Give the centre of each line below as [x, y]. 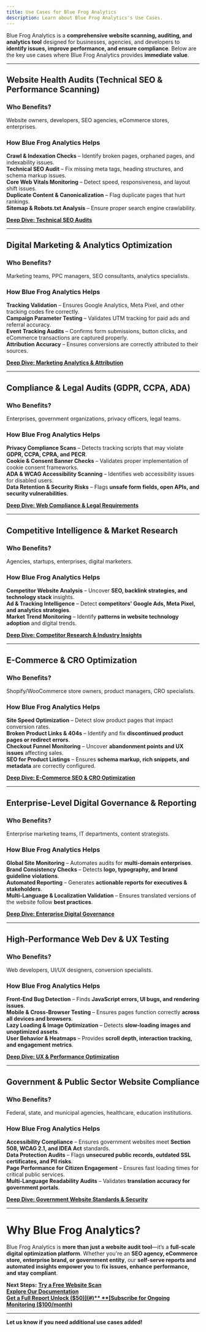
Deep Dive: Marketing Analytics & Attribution [65, 363]
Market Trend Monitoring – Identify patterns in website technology [93, 617]
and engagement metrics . [40, 1045]
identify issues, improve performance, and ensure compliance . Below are [101, 48]
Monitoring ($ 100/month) [40, 1304]
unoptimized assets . [33, 1032]
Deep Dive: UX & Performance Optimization [63, 1057]
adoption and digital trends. [41, 623]
